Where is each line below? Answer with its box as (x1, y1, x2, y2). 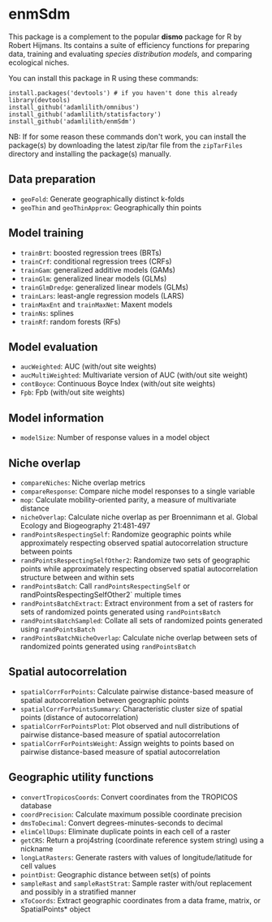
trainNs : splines (19, 308, 75, 317)
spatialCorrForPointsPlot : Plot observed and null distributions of (19, 721, 240, 730)
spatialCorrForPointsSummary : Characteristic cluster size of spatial (19, 704, 244, 713)
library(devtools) (8, 96, 71, 104)
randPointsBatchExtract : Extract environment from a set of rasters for (19, 598, 254, 608)
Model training (8, 226, 84, 240)
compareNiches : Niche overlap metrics (19, 478, 146, 487)
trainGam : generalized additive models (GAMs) (19, 265, 176, 274)
